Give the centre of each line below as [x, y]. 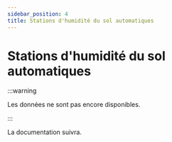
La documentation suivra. [44, 132]
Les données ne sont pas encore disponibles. [74, 105]
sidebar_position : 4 [38, 14]
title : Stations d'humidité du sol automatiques [81, 21]
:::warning [22, 91]
